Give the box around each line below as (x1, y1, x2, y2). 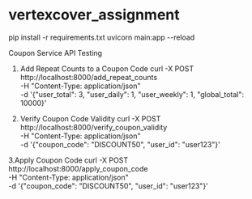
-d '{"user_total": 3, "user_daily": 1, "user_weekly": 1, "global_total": (19, 89, 245, 99)
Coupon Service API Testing (8, 48, 103, 57)
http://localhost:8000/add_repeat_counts (19, 72, 158, 82)
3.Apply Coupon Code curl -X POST (8, 155, 128, 165)
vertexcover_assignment (8, 6, 180, 24)
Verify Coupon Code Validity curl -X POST (19, 113, 161, 123)
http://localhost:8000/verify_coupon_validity (19, 122, 168, 132)
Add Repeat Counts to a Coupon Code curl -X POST (19, 63, 194, 74)
